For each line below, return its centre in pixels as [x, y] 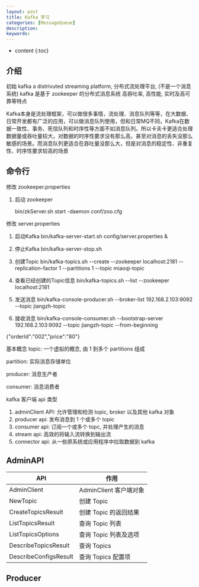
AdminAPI [25, 461]
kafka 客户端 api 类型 [32, 399]
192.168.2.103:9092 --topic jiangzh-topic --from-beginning [86, 325]
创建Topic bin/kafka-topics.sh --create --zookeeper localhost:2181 [96, 261]
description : [22, 28]
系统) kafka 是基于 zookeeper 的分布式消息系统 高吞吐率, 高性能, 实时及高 [96, 93]
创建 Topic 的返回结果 [109, 512]
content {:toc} [32, 51]
